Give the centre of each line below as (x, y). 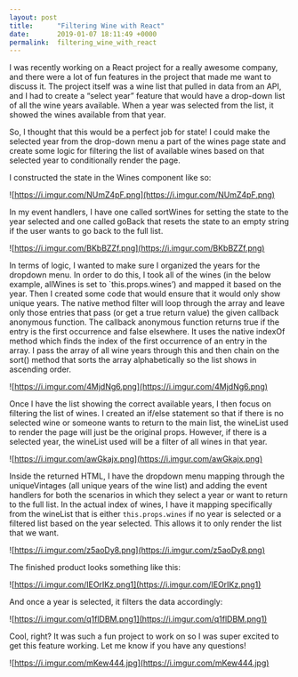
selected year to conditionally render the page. (95, 160)
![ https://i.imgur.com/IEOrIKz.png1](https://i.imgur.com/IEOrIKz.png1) (135, 584)
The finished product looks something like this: (95, 568)
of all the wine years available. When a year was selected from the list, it (141, 105)
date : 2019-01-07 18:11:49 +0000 (83, 34)
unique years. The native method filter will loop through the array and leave (147, 303)
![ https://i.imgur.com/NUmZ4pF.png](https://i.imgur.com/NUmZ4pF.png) (142, 195)
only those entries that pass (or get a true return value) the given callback (144, 313)
